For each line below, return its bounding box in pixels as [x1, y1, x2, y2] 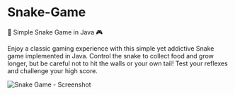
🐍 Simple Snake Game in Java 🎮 [7, 27, 103, 36]
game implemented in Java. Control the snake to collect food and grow [7, 51, 214, 60]
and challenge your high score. [7, 66, 98, 75]
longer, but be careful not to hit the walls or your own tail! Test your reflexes [7, 59, 228, 68]
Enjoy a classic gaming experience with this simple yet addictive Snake [7, 44, 214, 53]
